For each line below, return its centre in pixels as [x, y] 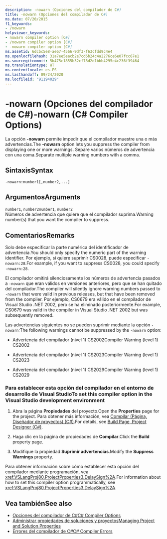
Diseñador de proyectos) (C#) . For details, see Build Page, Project [80, 422]
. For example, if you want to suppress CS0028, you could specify [92, 263]
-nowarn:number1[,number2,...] [38, 182]
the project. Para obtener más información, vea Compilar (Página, [80, 416]
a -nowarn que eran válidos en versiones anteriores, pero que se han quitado [83, 283]
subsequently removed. [29, 315]
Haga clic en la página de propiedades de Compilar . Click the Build [81, 437]
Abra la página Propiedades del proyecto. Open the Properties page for [86, 411]
